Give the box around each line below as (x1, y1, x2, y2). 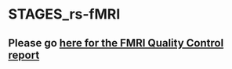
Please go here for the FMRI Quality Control (8, 36, 224, 50)
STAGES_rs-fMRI (8, 5, 121, 23)
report (8, 48, 40, 61)
